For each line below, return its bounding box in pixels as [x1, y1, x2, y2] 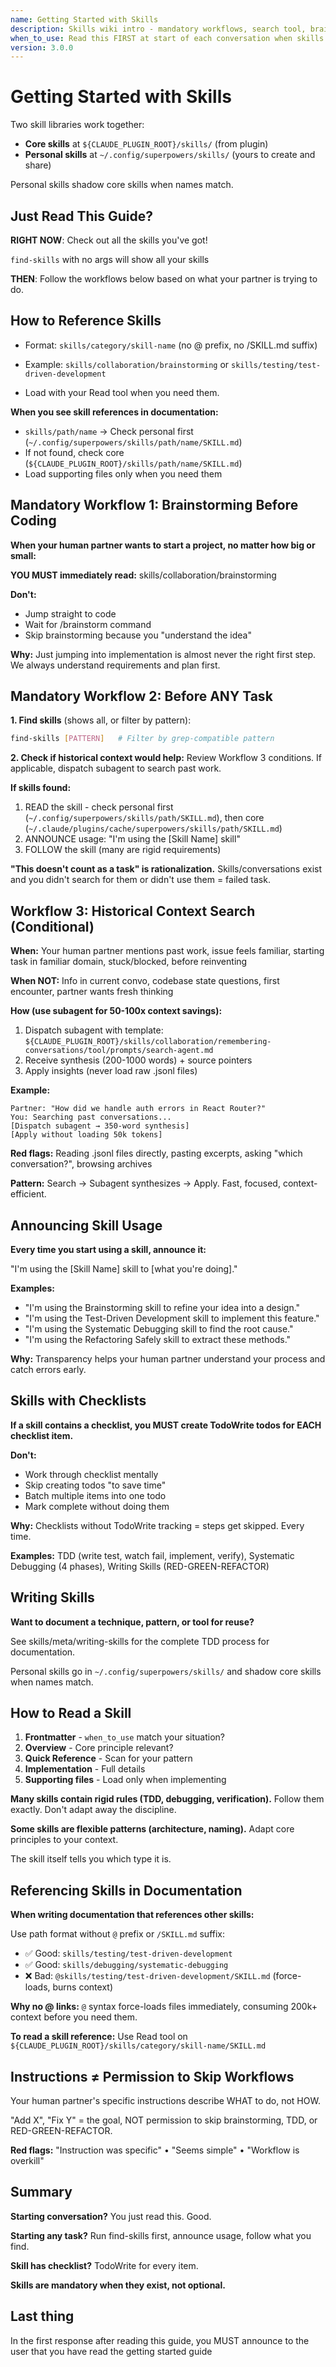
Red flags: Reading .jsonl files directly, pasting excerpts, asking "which [10, 1147, 303, 1160]
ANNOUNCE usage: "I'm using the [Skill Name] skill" [24, 833, 241, 845]
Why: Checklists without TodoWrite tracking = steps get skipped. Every [10, 1519, 305, 1531]
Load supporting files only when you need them [24, 467, 223, 480]
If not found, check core [24, 446, 125, 458]
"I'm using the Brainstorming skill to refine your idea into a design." [24, 1301, 301, 1313]
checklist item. [10, 1429, 74, 1441]
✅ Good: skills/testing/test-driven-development [24, 1947, 233, 1960]
